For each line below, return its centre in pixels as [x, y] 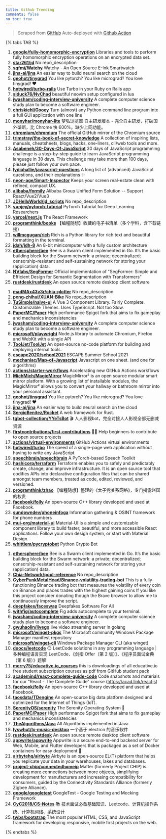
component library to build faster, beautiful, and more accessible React [85, 528]
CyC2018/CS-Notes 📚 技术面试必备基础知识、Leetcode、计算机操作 [83, 804]
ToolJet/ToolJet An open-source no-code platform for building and [81, 344]
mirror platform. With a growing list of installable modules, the [75, 381]
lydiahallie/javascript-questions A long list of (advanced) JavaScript [83, 170]
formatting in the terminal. [39, 240]
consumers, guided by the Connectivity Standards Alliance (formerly [82, 783]
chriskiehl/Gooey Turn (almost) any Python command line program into [85, 110]
